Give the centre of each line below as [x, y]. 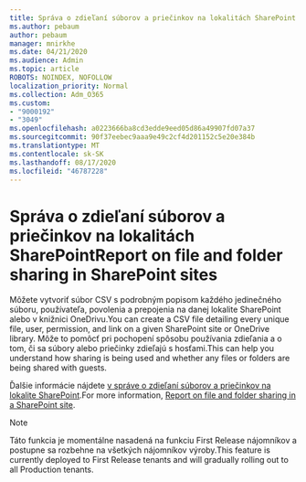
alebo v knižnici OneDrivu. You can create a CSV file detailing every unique [149, 319]
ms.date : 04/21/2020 [49, 52]
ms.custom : [30, 103]
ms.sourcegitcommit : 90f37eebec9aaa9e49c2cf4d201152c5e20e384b [132, 137]
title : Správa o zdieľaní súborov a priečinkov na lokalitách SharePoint [153, 18]
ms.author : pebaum [44, 27]
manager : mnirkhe [42, 43]
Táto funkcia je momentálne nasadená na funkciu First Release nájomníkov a [153, 441]
